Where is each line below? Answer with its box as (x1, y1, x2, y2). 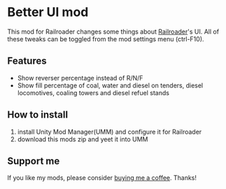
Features (7, 55, 47, 67)
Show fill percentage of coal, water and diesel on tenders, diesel (17, 81, 204, 90)
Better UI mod (7, 4, 89, 20)
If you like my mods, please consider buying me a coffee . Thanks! (7, 174, 197, 182)
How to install (7, 109, 69, 121)
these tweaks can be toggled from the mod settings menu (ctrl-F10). (7, 34, 204, 43)
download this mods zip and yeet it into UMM (17, 134, 148, 143)
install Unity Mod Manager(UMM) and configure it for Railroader (17, 127, 202, 136)
